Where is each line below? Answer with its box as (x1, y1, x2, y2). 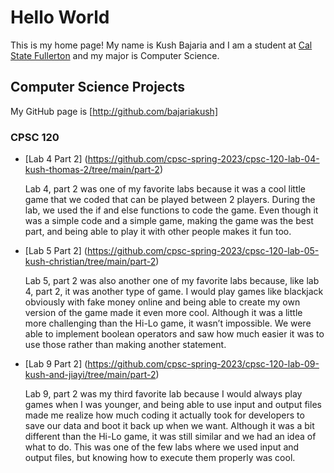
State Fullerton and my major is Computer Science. (10, 49, 220, 61)
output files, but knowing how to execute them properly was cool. (24, 452, 296, 464)
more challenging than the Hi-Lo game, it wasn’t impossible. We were (24, 317, 312, 330)
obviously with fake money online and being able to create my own (24, 296, 301, 308)
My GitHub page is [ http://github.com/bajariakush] (10, 105, 218, 117)
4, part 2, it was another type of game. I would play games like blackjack (24, 286, 324, 298)
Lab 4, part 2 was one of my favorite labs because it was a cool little (24, 183, 307, 195)
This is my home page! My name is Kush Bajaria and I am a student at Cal (10, 39, 313, 51)
